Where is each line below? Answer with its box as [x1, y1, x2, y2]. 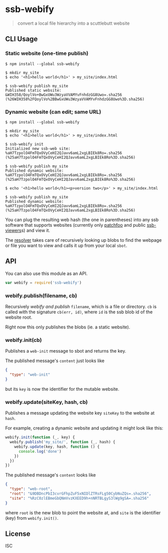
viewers [5, 227, 22, 233]
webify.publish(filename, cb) [5, 292, 77, 299]
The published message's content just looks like [5, 358, 105, 364]
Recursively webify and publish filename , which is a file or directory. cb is [5, 303, 157, 309]
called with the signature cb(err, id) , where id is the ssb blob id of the [5, 309, 153, 315]
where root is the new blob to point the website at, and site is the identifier [5, 510, 161, 516]
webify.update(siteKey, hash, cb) [5, 398, 88, 405]
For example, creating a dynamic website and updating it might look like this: [5, 425, 163, 431]
